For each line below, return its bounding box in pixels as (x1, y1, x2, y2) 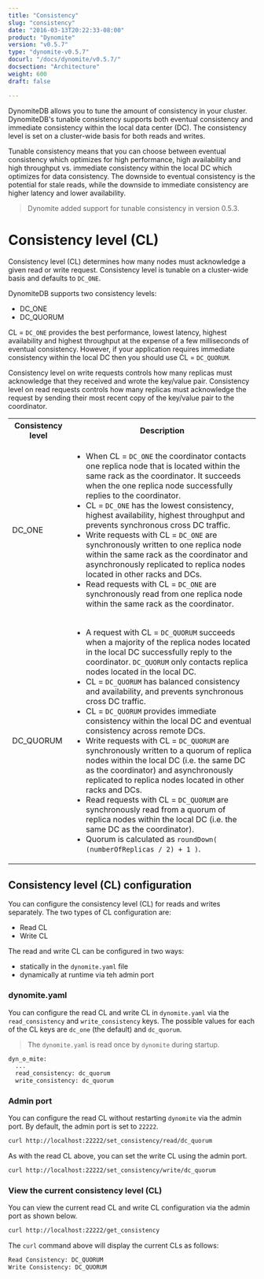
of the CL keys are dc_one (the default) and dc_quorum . (8, 1025, 182, 1034)
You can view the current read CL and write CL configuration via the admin (8, 1203, 251, 1213)
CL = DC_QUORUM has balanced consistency (86, 677, 240, 688)
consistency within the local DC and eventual (86, 716, 251, 727)
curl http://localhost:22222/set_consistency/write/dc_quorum (8, 1166, 216, 1174)
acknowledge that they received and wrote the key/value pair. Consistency (8, 376, 250, 386)
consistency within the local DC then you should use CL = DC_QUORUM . (8, 353, 231, 362)
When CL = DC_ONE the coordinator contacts (86, 450, 247, 462)
